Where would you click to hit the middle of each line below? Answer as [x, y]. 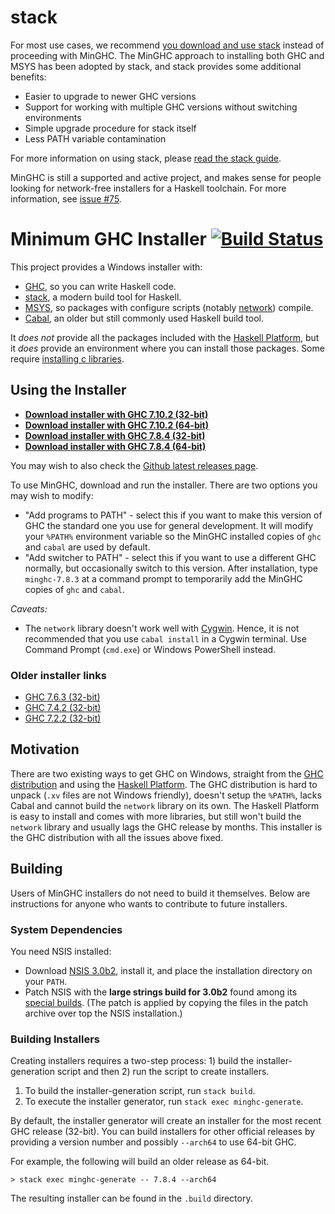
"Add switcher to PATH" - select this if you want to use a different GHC [170, 557]
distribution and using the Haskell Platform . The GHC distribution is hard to [164, 784]
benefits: [28, 77]
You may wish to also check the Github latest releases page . [134, 465]
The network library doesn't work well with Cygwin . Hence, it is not [162, 628]
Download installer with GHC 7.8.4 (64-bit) [115, 446]
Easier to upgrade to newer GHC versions [110, 96]
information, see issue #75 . [66, 198]
